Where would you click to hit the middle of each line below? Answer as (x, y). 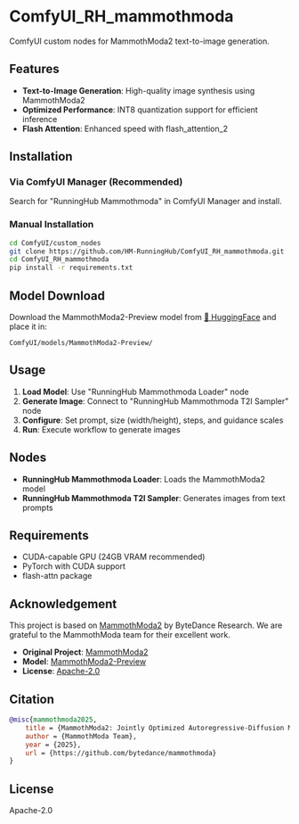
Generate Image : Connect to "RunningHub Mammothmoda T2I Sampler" (155, 401)
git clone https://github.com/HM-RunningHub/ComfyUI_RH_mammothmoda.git (147, 251)
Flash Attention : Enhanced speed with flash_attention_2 (125, 128)
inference (40, 119)
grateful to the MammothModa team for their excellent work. (120, 635)
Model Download (57, 296)
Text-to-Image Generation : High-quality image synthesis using (138, 90)
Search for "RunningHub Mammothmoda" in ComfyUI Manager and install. (145, 202)
